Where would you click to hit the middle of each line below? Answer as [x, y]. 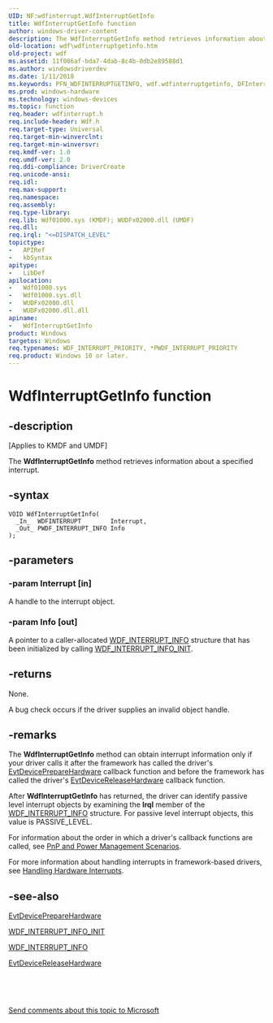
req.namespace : [34, 197]
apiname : [23, 318]
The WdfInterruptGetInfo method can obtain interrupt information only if [130, 754]
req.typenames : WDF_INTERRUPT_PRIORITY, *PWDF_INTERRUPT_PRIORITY [123, 349]
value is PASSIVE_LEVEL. [50, 822]
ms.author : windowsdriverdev [58, 69]
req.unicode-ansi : [39, 175]
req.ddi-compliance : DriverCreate [67, 167]
